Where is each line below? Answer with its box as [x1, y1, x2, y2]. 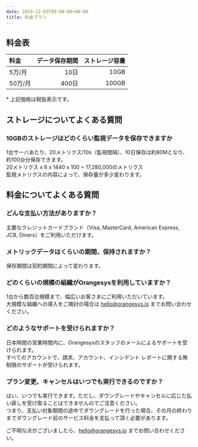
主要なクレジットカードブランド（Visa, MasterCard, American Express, [6, 224, 180, 231]
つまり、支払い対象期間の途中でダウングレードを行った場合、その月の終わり [6, 407, 193, 414]
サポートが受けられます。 [21, 361, 84, 368]
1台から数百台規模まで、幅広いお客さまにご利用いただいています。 [6, 293, 168, 300]
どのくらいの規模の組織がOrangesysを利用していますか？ [6, 278, 171, 287]
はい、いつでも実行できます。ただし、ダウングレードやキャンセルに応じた [6, 392, 187, 399]
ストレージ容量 [83, 57, 126, 65]
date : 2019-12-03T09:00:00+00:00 [6, 8, 89, 15]
